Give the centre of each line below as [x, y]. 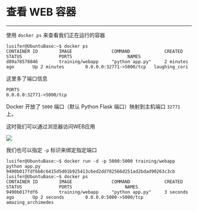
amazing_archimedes [30, 202]
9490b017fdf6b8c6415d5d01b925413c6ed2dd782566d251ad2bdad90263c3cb [91, 172]
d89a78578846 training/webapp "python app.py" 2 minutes [97, 62]
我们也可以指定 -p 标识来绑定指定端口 [52, 150]
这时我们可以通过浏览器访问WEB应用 [51, 126]
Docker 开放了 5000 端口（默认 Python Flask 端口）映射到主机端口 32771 [93, 106]
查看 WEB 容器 [41, 12]
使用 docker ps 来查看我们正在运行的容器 [56, 35]
